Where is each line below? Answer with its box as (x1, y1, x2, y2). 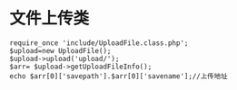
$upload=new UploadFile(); (9, 46, 112, 55)
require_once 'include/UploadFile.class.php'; (9, 38, 189, 48)
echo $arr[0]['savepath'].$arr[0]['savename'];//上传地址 (9, 71, 229, 81)
